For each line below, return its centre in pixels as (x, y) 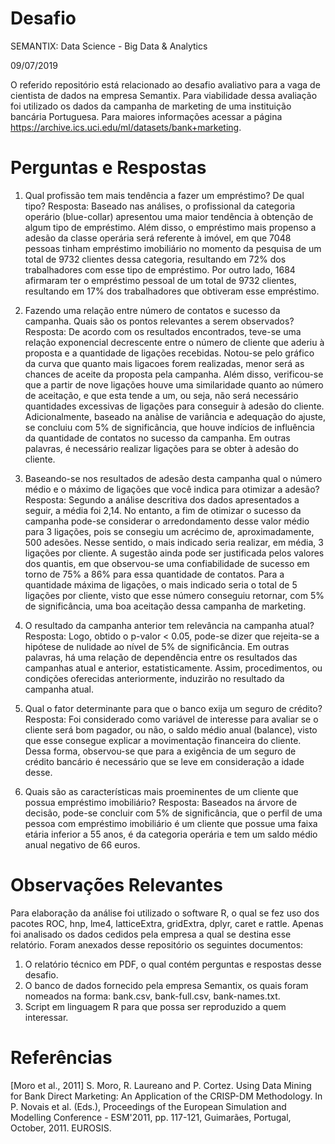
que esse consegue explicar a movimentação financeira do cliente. (163, 740)
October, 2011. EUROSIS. (61, 1128)
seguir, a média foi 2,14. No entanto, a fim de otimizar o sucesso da (163, 510)
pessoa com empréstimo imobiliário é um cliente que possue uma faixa (171, 823)
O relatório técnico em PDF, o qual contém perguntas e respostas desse (173, 964)
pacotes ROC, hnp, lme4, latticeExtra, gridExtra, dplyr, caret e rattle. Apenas (167, 923)
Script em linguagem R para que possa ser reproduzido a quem (155, 1006)
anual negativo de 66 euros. (82, 844)
